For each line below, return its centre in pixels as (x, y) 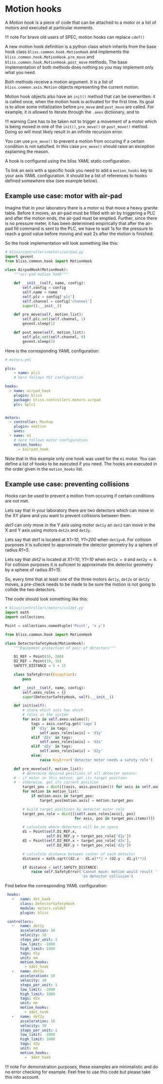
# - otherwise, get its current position (56, 783)
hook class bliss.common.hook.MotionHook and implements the (67, 52)
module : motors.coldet (43, 908)
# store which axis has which (53, 710)
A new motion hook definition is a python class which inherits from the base (81, 46)
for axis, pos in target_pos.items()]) (115, 818)
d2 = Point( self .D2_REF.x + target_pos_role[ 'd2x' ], (77, 841)
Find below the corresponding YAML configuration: (56, 886)
